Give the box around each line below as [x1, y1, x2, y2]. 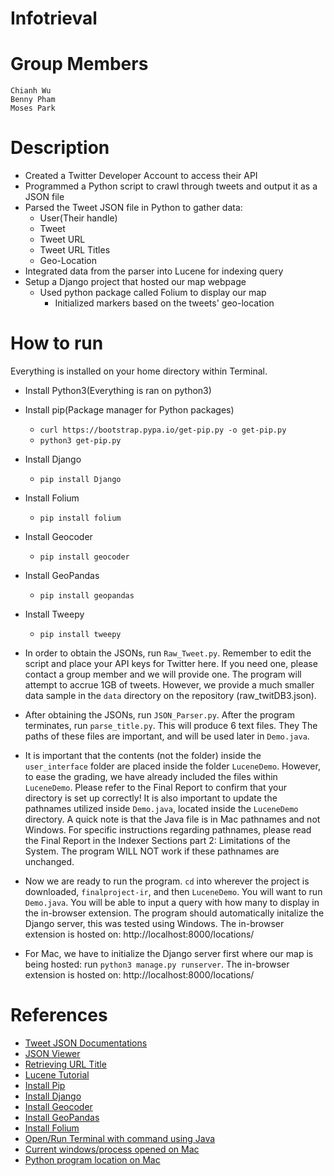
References [10, 1004, 108, 1027]
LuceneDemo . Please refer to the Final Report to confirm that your [24, 782, 287, 793]
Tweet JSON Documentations [24, 1037, 148, 1049]
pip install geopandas [39, 591, 135, 601]
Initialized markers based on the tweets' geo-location [54, 297, 275, 309]
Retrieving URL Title [24, 1058, 107, 1070]
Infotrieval [10, 7, 98, 30]
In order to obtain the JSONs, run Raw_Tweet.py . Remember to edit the [24, 647, 312, 659]
